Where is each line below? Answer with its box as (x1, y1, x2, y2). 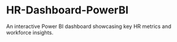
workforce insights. (6, 29, 54, 36)
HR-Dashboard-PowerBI (6, 3, 129, 17)
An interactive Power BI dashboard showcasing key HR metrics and (6, 23, 172, 30)
